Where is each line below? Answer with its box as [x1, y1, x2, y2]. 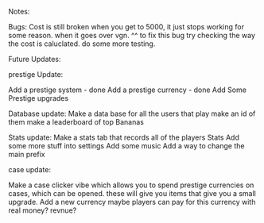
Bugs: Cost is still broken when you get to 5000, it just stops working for [8, 22, 245, 31]
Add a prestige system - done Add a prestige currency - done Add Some [8, 85, 247, 94]
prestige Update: [8, 70, 64, 79]
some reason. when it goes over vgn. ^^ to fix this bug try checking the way [8, 31, 256, 40]
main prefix [8, 150, 45, 159]
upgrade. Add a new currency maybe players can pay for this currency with [8, 198, 256, 206]
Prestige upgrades [8, 94, 69, 102]
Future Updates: [8, 55, 61, 63]
